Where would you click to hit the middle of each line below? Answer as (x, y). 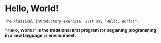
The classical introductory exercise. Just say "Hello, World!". (72, 21)
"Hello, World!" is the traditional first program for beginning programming (81, 30)
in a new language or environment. (41, 35)
